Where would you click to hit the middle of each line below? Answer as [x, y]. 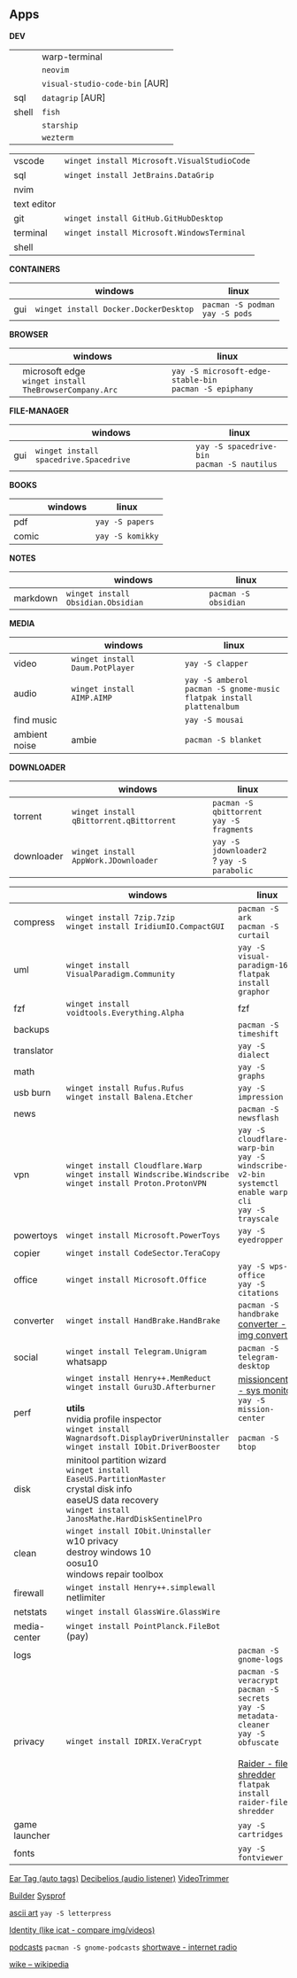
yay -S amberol [217, 680]
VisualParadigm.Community [120, 974]
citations [258, 1293]
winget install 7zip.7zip [120, 917]
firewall [29, 1593]
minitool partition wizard [116, 1460]
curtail [254, 935]
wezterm [57, 137]
